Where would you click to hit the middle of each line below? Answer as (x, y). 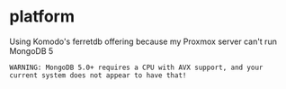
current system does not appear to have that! (98, 75)
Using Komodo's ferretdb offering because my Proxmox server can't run (143, 41)
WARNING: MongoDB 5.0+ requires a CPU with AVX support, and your (136, 67)
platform (42, 17)
